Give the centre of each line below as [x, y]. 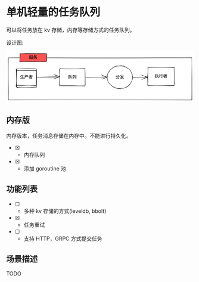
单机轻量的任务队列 [53, 12]
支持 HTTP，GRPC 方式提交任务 [63, 238]
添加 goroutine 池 [45, 168]
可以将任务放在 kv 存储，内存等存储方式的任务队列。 [71, 30]
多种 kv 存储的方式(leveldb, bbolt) [65, 211]
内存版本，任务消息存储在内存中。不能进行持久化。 [69, 135]
